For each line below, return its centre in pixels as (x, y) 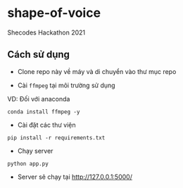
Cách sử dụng (39, 55)
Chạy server (35, 151)
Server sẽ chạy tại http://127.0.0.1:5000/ (75, 177)
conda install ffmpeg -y (44, 112)
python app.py (28, 163)
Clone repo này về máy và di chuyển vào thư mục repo (97, 71)
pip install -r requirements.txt (56, 138)
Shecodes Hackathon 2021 (46, 32)
